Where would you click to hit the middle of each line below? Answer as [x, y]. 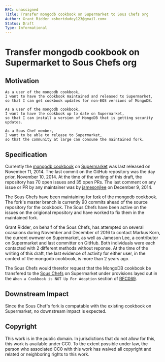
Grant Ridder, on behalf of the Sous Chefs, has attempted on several [74, 227]
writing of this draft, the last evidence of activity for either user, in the [75, 253]
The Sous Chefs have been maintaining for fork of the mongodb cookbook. [81, 197]
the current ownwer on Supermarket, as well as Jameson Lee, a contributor [82, 238]
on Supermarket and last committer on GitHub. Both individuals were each [81, 243]
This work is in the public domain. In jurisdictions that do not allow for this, [81, 338]
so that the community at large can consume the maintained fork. [75, 140]
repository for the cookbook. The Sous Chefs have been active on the [76, 207]
